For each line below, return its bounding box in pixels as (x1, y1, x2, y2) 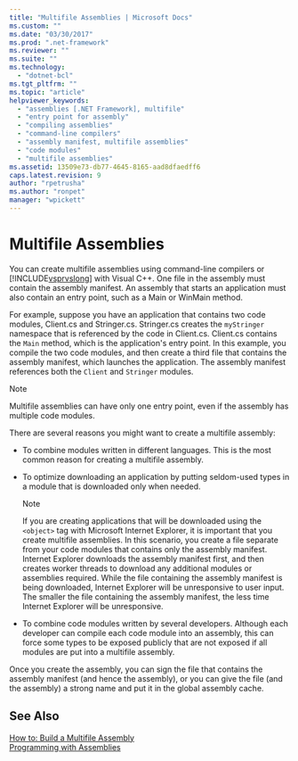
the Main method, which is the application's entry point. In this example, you (9, 337, 286, 348)
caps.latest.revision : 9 (9, 170, 101, 179)
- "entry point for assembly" (17, 112, 129, 121)
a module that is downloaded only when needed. (21, 481, 201, 492)
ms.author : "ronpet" (9, 187, 86, 196)
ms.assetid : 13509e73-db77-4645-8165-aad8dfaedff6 (9, 162, 201, 171)
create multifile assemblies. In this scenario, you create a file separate (21, 534, 278, 545)
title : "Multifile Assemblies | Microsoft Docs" (9, 12, 193, 22)
